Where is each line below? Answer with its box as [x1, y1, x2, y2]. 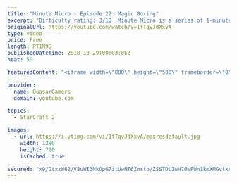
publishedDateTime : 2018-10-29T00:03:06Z [7, 50, 131, 57]
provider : [7, 82, 37, 89]
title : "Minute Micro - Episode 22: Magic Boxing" [7, 10, 159, 18]
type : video [7, 30, 42, 37]
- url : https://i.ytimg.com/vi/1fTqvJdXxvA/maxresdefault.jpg [13, 133, 200, 140]
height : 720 [20, 146, 55, 153]
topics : [7, 107, 30, 115]
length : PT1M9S [7, 43, 52, 50]
